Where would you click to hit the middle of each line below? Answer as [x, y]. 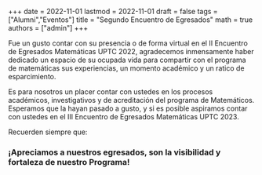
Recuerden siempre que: [48, 132]
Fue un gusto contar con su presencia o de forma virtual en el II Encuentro [128, 43]
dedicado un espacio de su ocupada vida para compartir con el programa [127, 60]
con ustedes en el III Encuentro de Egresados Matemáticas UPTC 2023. [124, 117]
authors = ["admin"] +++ [48, 28]
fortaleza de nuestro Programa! [69, 162]
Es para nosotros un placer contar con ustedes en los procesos [111, 92]
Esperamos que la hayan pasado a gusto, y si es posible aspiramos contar [128, 108]
